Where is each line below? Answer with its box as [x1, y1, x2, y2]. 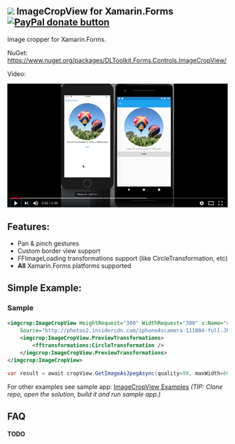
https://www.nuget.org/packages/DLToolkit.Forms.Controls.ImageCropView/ [7, 56, 227, 64]
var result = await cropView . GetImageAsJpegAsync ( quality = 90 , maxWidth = [7, 370, 224, 377]
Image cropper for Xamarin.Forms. [7, 35, 107, 43]
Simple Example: [7, 282, 82, 294]
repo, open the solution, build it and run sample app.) [7, 390, 161, 399]
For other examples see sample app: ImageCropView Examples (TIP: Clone [7, 382, 223, 391]
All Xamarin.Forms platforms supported [17, 262, 131, 270]
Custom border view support [17, 247, 101, 255]
